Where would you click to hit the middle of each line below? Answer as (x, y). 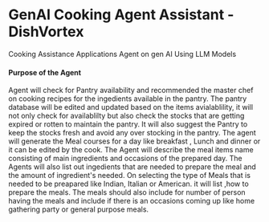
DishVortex (46, 32)
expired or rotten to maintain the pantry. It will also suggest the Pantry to (128, 124)
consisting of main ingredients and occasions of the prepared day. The (125, 159)
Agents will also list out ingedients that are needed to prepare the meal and (132, 167)
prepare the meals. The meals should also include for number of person (127, 192)
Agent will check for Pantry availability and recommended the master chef (131, 91)
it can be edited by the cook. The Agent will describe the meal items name (131, 150)
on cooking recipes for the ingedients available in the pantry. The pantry (128, 99)
